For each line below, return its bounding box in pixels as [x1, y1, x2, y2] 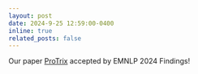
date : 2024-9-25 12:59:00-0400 [8, 19, 114, 27]
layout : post [8, 11, 53, 20]
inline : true [8, 27, 53, 35]
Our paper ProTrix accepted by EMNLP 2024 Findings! [8, 56, 191, 66]
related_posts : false [8, 34, 82, 43]
